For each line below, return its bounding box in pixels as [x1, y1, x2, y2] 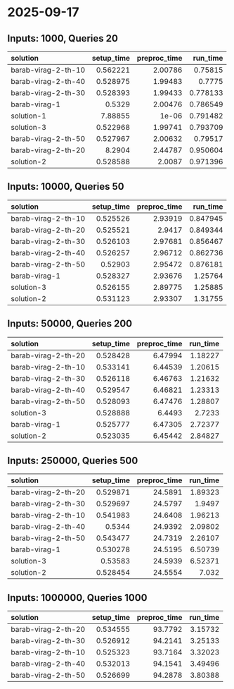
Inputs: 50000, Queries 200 [7, 318, 133, 330]
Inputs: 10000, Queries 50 [7, 181, 124, 193]
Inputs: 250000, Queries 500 [7, 455, 138, 467]
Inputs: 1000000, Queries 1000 [7, 592, 148, 604]
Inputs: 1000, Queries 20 [7, 32, 118, 44]
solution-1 [11, 111, 47, 121]
